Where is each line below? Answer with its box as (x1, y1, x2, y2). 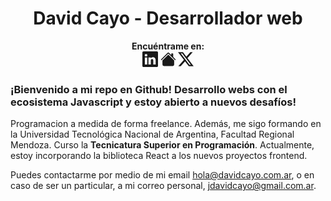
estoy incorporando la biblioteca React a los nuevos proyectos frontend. (10, 150, 308, 162)
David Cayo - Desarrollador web (33, 7, 303, 30)
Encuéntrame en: (131, 40, 205, 52)
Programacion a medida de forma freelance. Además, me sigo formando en (10, 118, 322, 130)
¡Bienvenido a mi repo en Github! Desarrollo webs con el (10, 82, 288, 96)
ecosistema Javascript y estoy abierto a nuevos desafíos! (10, 95, 297, 109)
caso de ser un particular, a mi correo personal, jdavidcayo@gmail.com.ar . (10, 180, 317, 192)
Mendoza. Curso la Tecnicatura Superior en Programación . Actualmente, (10, 139, 315, 151)
